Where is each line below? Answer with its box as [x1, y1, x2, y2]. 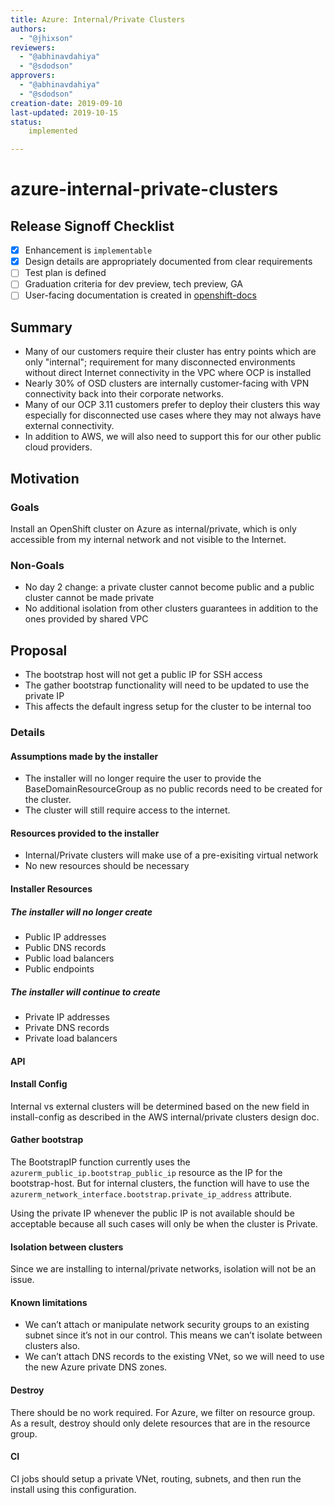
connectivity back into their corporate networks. [24, 388, 224, 400]
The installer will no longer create [10, 906, 153, 918]
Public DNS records [24, 941, 107, 953]
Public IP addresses [24, 931, 107, 943]
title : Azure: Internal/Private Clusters [10, 14, 186, 25]
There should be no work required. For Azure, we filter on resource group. [10, 1406, 316, 1418]
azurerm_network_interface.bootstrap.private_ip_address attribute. [10, 1187, 292, 1200]
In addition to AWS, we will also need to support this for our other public [24, 431, 322, 443]
